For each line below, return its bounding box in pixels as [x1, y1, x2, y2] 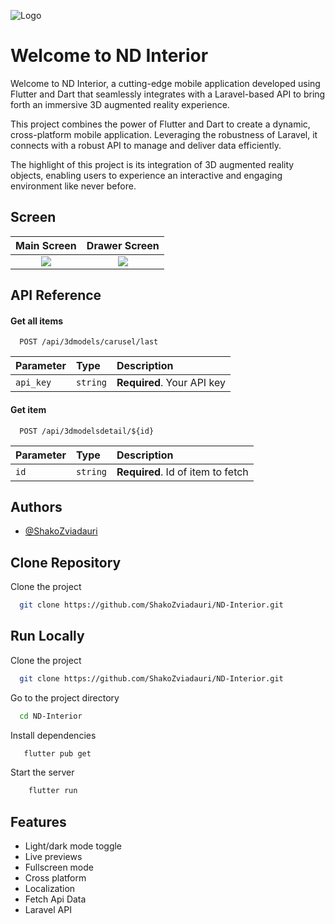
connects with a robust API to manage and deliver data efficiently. [10, 139, 282, 151]
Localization [24, 883, 76, 895]
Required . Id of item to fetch [116, 465, 249, 479]
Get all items [10, 315, 64, 327]
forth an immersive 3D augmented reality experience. [10, 98, 230, 110]
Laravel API [24, 904, 72, 916]
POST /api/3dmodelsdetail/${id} [19, 426, 155, 436]
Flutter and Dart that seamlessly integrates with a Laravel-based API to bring [10, 88, 326, 100]
